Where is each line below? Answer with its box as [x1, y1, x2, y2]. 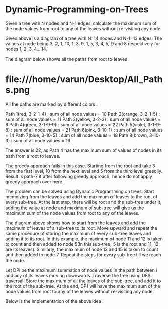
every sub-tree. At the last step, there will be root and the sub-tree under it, [5, 199, 162, 205]
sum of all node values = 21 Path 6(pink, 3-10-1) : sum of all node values [13, 127, 163, 133]
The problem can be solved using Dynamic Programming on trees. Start [5, 188, 154, 194]
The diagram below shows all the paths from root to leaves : [5, 56, 130, 62]
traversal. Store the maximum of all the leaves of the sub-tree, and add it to [5, 278, 161, 284]
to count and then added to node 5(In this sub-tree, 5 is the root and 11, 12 [5, 241, 159, 247]
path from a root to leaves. [5, 152, 61, 159]
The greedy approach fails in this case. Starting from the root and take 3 [5, 163, 155, 169]
